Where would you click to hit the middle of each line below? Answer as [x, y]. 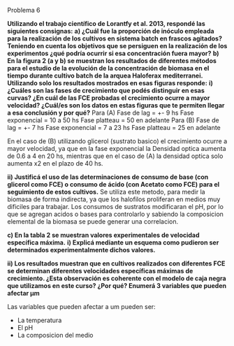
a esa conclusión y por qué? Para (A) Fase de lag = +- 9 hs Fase [101, 113]
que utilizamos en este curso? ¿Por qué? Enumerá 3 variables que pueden [117, 286]
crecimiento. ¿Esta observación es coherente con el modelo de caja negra [117, 278]
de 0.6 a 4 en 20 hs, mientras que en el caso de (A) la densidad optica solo [115, 156]
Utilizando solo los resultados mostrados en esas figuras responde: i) [110, 83]
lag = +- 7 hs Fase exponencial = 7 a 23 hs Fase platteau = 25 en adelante [114, 128]
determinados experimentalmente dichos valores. [81, 250]
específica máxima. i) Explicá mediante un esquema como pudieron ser [113, 243]
